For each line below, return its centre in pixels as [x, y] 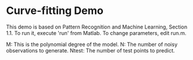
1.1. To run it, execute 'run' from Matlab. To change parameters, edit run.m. [96, 33]
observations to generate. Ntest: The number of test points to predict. [91, 50]
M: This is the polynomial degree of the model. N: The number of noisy [92, 44]
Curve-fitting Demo [55, 11]
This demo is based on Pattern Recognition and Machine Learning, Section [97, 27]
